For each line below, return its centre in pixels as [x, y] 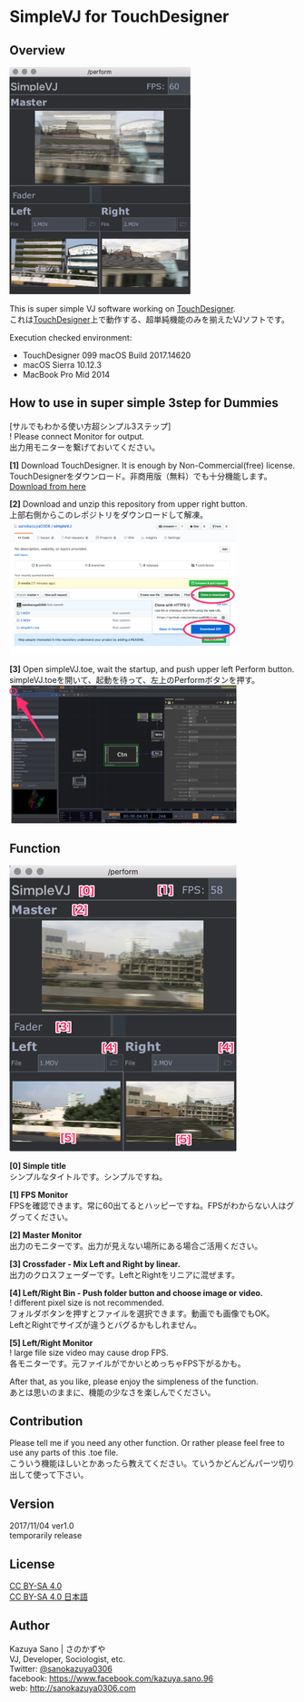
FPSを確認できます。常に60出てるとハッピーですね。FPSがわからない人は [148, 1205]
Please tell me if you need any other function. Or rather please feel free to [147, 1443]
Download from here [48, 486]
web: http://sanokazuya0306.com [73, 1687]
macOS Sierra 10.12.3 [62, 365]
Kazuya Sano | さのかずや [58, 1648]
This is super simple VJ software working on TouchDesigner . [123, 309]
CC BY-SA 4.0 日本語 [49, 1597]
